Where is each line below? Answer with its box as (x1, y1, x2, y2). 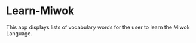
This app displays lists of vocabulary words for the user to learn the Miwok (6, 24, 190, 31)
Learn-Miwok (6, 4, 75, 18)
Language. (6, 29, 33, 37)
